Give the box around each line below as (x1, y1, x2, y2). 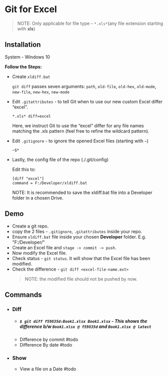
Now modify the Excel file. (12, 250, 67, 256)
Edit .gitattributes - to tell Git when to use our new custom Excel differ (12, 98, 163, 104)
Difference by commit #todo (19, 336, 78, 343)
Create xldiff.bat (12, 73, 51, 80)
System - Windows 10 (5, 54, 50, 60)
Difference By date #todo (19, 342, 72, 348)
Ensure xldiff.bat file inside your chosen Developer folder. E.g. (12, 234, 146, 240)
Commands (5, 290, 43, 299)
